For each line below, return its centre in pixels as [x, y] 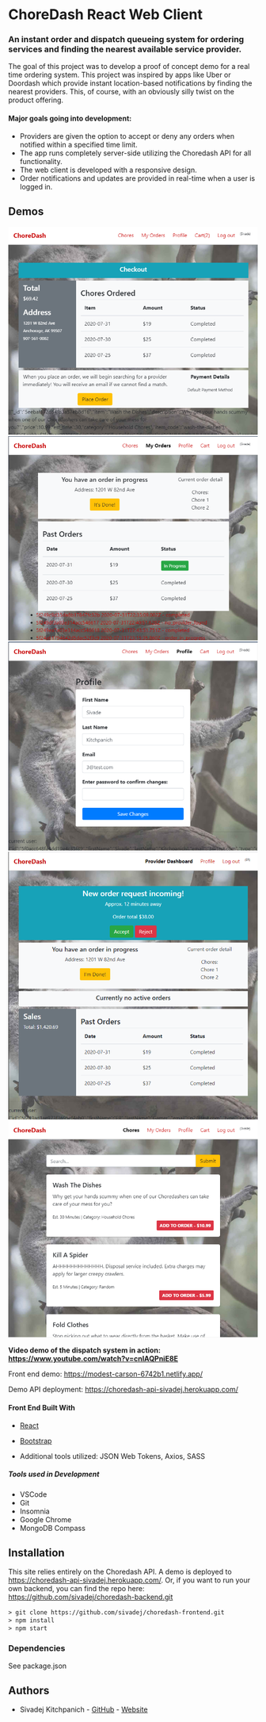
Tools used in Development [54, 1474]
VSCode [33, 1494]
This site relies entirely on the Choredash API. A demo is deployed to [120, 1572]
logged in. [36, 186]
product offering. [36, 100]
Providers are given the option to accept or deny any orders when [127, 136]
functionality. [41, 161]
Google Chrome [46, 1519]
